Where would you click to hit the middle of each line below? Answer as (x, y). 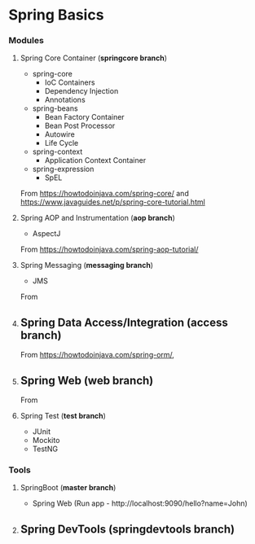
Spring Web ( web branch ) (87, 380)
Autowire (59, 134)
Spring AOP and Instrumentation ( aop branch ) (97, 218)
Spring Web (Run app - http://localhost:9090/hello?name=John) (140, 503)
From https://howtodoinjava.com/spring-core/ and (104, 194)
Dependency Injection (81, 91)
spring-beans (55, 108)
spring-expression (63, 169)
